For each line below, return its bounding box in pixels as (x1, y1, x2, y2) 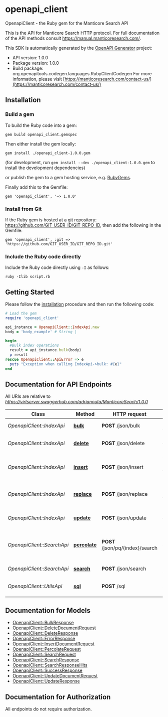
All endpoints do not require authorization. (5, 706, 92, 712)
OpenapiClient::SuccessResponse (12, 667, 82, 673)
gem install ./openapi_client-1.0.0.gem (5, 151, 91, 156)
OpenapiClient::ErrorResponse (12, 636, 75, 642)
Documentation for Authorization (5, 692, 111, 701)
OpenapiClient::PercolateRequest (12, 646, 81, 652)
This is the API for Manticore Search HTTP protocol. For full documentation (5, 30, 160, 36)
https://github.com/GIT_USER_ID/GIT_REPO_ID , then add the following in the (5, 222, 161, 228)
